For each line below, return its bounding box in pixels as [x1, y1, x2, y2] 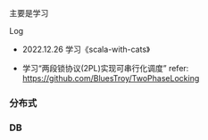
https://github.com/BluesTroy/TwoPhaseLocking [21, 73, 200, 83]
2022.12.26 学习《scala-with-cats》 [21, 44, 150, 54]
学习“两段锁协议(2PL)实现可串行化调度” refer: [21, 63, 189, 73]
